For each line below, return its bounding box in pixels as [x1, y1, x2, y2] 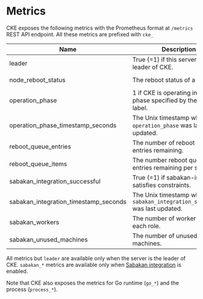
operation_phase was [132, 121, 192, 130]
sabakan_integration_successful [9, 177, 101, 185]
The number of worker [132, 214, 196, 222]
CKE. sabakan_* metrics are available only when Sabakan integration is [6, 261, 182, 268]
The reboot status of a [132, 76, 195, 84]
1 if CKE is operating [132, 88, 191, 97]
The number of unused [132, 231, 198, 240]
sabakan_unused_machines [9, 235, 88, 243]
